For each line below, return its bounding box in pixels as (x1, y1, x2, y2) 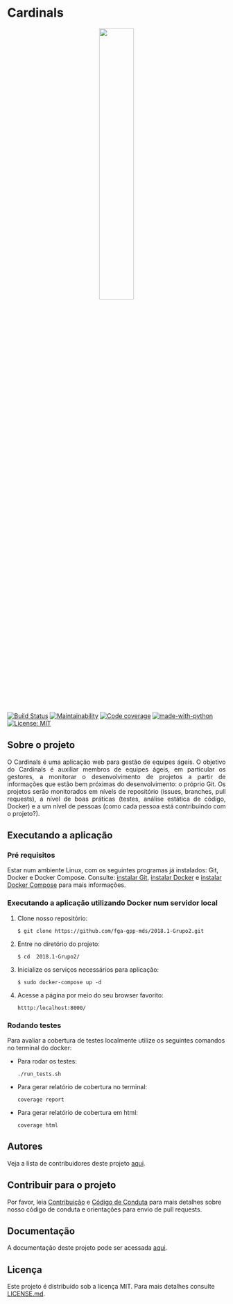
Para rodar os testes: (17, 1057, 78, 1066)
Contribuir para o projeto (7, 1180, 116, 1191)
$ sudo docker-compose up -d (17, 979, 102, 986)
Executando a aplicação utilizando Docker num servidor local (7, 898, 218, 908)
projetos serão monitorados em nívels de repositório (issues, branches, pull (7, 787, 226, 795)
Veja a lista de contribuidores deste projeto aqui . (7, 1159, 146, 1167)
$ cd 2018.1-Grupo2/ (17, 953, 80, 960)
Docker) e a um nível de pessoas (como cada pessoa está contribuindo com (7, 801, 226, 810)
